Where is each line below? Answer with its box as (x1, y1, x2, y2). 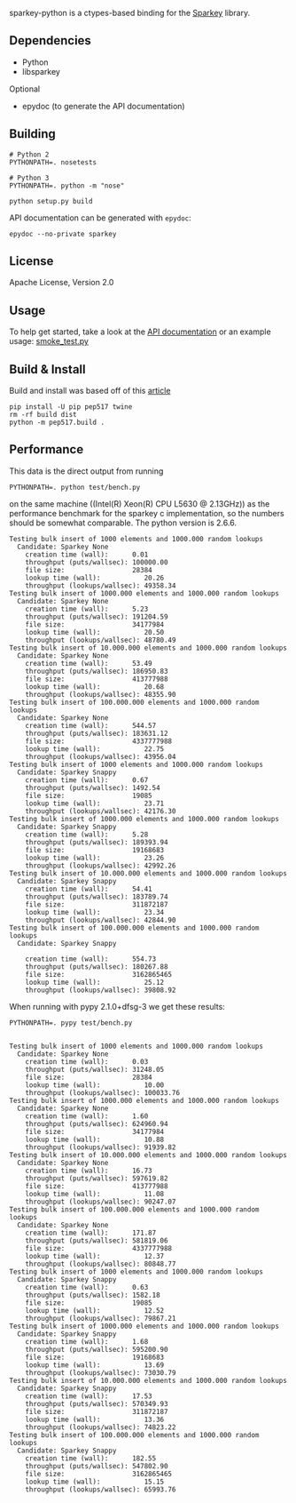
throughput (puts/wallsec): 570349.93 (25, 1399, 168, 1408)
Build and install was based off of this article (9, 386, 171, 396)
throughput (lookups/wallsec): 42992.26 (25, 861, 176, 870)
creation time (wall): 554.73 (25, 955, 157, 963)
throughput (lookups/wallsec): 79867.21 (25, 1314, 176, 1323)
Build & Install (9, 362, 86, 377)
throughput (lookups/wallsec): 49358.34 (25, 581, 176, 590)
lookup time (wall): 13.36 (25, 1415, 165, 1424)
